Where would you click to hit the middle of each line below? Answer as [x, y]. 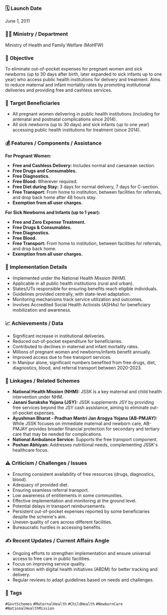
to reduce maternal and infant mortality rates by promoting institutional [78, 85]
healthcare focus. [30, 450]
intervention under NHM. [38, 397]
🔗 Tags [14, 592]
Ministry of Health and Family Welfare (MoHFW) [54, 45]
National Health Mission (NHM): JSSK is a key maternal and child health [87, 392]
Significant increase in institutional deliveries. [59, 336]
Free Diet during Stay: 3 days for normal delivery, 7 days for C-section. [86, 187]
